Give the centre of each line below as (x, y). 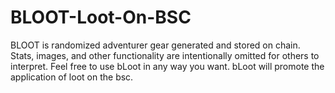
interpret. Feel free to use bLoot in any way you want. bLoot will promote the (167, 66)
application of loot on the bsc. (72, 77)
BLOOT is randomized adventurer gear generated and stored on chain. (155, 45)
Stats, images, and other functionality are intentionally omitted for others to (165, 55)
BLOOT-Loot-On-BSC (101, 17)
